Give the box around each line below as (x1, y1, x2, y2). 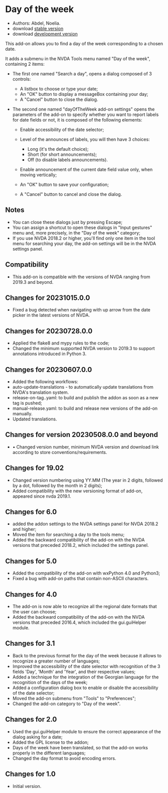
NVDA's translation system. (12, 389, 69, 395)
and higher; (12, 526, 37, 532)
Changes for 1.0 (5, 770, 56, 778)
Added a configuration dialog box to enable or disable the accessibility (12, 685, 158, 691)
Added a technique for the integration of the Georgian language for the (12, 674, 159, 680)
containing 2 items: (5, 61, 45, 67)
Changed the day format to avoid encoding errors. (12, 755, 116, 761)
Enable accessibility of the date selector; (20, 127, 104, 133)
